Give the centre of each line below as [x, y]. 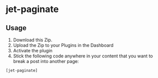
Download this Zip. [33, 40]
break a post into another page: [46, 61]
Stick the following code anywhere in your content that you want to [83, 56]
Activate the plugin [33, 51]
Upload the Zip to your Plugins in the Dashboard [63, 45]
